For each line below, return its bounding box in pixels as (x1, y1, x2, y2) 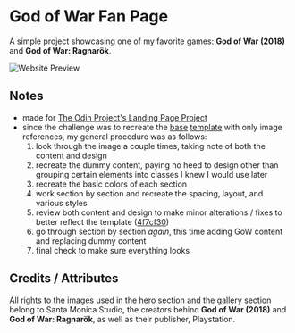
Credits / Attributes (9, 271, 119, 287)
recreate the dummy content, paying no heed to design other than (35, 159, 279, 171)
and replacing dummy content (35, 235, 147, 246)
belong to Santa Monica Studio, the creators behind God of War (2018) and (9, 304, 287, 314)
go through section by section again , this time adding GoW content (35, 226, 283, 237)
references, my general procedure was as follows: (21, 131, 207, 142)
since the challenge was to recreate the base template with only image (21, 121, 283, 132)
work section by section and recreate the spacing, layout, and (35, 187, 264, 198)
